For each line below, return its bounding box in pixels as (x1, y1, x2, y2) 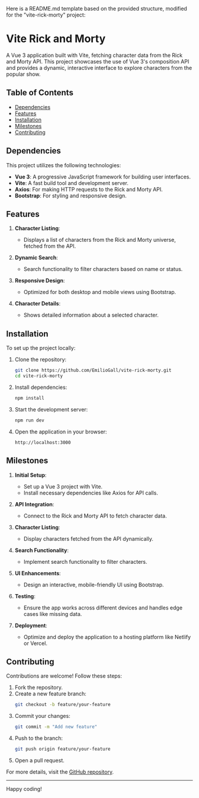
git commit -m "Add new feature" (14, 724, 98, 730)
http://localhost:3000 (14, 439, 71, 445)
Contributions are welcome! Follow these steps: (6, 672, 123, 679)
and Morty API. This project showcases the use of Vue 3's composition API (6, 58, 190, 65)
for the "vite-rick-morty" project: (6, 11, 86, 18)
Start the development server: (14, 406, 88, 413)
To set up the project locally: (6, 344, 76, 352)
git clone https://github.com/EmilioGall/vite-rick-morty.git (14, 368, 172, 374)
